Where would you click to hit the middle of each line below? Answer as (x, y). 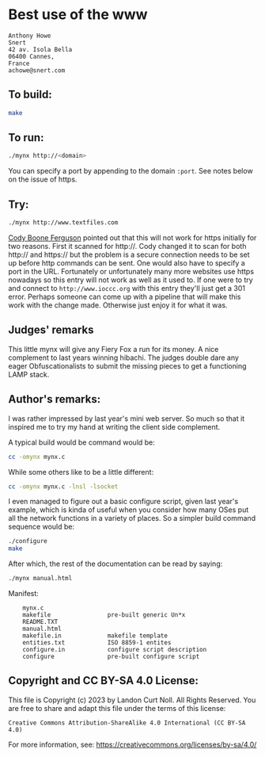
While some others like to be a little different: (81, 472)
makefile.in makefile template (95, 636)
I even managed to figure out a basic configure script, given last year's (123, 502)
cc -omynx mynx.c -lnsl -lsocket (63, 486)
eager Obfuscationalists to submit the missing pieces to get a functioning (127, 365)
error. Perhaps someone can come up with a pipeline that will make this (125, 296)
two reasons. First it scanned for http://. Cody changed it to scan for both (127, 246)
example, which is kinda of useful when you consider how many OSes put (129, 510)
